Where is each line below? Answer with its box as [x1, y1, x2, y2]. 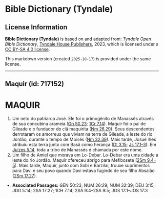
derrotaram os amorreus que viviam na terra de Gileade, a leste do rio [12, 131, 153, 137]
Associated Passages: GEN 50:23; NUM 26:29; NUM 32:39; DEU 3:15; [12, 182, 155, 188]
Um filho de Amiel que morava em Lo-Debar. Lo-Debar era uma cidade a [12, 152, 159, 158]
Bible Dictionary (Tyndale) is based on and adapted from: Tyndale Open [5, 36, 151, 42]
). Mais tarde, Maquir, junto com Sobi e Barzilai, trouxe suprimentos [15, 163, 150, 169]
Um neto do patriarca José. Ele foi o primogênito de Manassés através [12, 116, 154, 122]
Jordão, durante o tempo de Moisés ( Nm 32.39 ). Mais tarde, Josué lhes [12, 136, 156, 143]
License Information [5, 23, 67, 31]
